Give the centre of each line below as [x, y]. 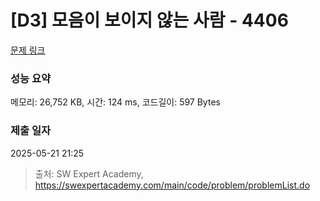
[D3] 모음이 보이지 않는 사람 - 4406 [149, 20]
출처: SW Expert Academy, [89, 173]
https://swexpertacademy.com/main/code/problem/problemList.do [172, 185]
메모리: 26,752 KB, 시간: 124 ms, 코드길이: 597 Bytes [115, 102]
